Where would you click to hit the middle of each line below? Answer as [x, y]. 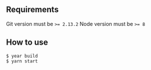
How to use [27, 43]
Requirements [32, 10]
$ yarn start [22, 61]
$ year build [22, 56]
